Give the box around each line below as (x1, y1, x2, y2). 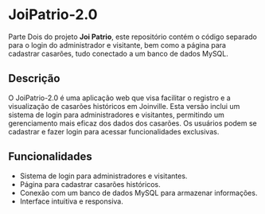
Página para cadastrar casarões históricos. (19, 179, 161, 189)
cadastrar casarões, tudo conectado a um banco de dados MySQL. (8, 49, 229, 58)
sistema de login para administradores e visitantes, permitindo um (8, 110, 224, 119)
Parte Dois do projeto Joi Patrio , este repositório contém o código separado (8, 32, 257, 41)
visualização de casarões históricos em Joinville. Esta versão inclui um (8, 101, 240, 111)
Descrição (8, 72, 60, 85)
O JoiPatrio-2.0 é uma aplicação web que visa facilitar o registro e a (8, 93, 231, 103)
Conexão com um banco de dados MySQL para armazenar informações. (19, 188, 258, 197)
